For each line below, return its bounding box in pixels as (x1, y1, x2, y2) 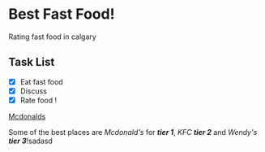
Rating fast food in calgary (8, 32, 97, 41)
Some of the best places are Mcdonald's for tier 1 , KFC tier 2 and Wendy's (8, 127, 258, 137)
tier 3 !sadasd (8, 136, 53, 145)
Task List (8, 55, 55, 69)
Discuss (19, 86, 47, 96)
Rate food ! (19, 95, 58, 105)
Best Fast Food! (8, 5, 115, 24)
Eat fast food (19, 76, 63, 86)
